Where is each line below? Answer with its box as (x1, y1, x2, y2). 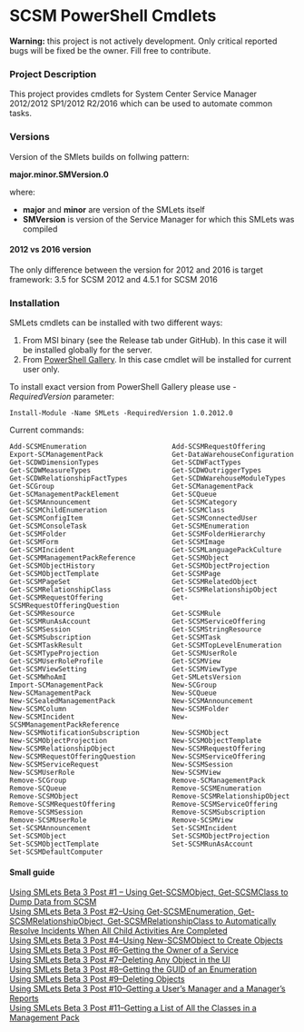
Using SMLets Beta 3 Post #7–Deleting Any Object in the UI (9, 955, 230, 966)
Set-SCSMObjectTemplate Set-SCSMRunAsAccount (9, 839, 254, 849)
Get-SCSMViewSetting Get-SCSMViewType (9, 665, 238, 674)
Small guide (9, 867, 55, 878)
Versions (9, 131, 50, 144)
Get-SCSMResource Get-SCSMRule (9, 610, 221, 619)
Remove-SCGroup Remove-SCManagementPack (9, 776, 266, 786)
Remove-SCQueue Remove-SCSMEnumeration (9, 784, 261, 793)
